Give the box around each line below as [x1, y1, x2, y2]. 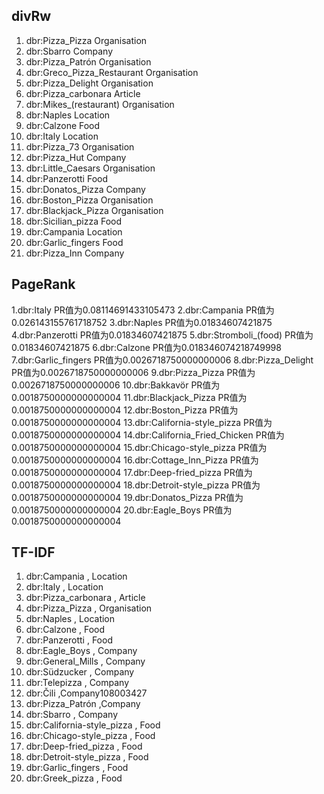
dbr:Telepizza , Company [25, 677, 130, 689]
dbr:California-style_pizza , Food [25, 719, 161, 731]
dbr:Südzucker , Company [25, 666, 135, 678]
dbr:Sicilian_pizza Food [25, 215, 123, 227]
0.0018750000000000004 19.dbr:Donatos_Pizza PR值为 [11, 491, 244, 503]
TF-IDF [11, 544, 56, 561]
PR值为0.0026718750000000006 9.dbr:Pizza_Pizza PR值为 [11, 366, 256, 378]
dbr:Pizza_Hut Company [25, 151, 127, 163]
